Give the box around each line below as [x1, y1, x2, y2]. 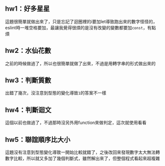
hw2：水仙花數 [5, 47, 52, 55]
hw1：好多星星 [5, 4, 50, 13]
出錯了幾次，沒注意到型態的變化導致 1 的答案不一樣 [5, 90, 107, 96]
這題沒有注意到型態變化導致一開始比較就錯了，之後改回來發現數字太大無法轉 [5, 149, 160, 155]
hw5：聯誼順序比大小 [5, 135, 70, 143]
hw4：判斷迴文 [5, 106, 52, 114]
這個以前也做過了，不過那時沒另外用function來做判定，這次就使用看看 [5, 119, 147, 126]
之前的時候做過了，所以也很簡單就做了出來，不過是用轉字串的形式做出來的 [5, 60, 156, 66]
